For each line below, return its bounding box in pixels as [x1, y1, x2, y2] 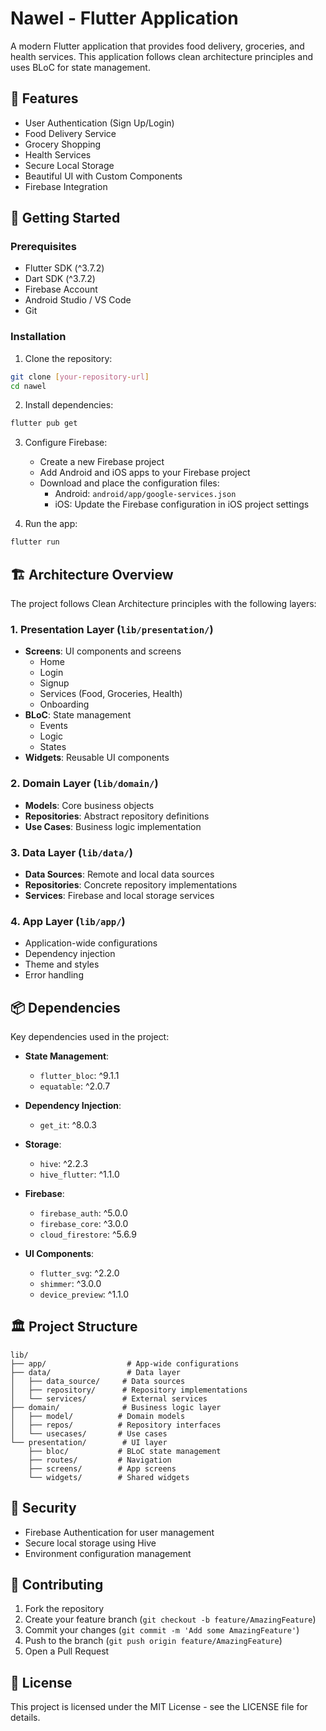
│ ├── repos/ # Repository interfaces [10, 1420, 222, 1430]
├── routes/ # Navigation [28, 1455, 172, 1465]
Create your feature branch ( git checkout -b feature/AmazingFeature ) [24, 1613, 317, 1626]
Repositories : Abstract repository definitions [24, 810, 210, 822]
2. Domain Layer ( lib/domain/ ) [10, 777, 159, 791]
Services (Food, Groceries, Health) [39, 688, 183, 700]
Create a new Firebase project [39, 456, 165, 468]
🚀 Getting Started [10, 210, 121, 227]
